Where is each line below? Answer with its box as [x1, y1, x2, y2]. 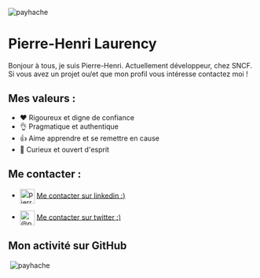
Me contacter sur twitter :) [36, 212, 122, 221]
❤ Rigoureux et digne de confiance [19, 112, 135, 122]
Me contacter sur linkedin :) [36, 191, 126, 200]
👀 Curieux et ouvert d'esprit [19, 144, 110, 154]
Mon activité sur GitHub [8, 239, 127, 252]
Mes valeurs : [8, 92, 76, 105]
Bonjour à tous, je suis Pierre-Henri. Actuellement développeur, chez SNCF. [8, 60, 253, 70]
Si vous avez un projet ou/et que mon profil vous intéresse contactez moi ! [8, 69, 249, 79]
